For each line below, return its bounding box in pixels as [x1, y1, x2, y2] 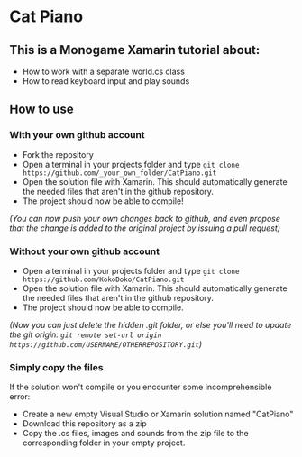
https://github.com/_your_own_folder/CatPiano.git [22, 169, 217, 178]
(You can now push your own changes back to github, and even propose [9, 213, 281, 224]
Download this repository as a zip [22, 418, 147, 429]
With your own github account [9, 129, 146, 142]
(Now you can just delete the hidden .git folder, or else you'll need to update [9, 319, 292, 330]
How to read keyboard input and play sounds [22, 76, 190, 87]
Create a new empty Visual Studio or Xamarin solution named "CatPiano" [22, 408, 294, 420]
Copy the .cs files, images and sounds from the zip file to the [22, 428, 250, 439]
